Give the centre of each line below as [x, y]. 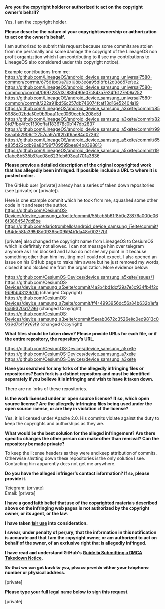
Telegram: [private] [25, 488]
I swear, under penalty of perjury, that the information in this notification [81, 532]
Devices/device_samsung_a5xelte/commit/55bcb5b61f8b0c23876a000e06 [82, 216]
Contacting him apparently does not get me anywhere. [60, 464]
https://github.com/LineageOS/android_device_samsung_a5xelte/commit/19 [82, 150]
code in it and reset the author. [36, 205]
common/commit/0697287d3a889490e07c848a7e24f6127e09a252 [74, 93]
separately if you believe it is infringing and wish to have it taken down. [79, 379]
